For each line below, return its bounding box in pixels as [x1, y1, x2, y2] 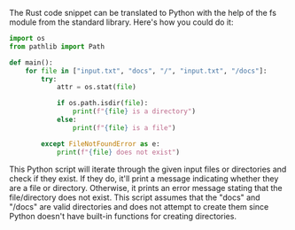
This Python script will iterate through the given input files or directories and [9, 164, 287, 174]
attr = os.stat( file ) [56, 83, 137, 92]
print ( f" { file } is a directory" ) [72, 107, 197, 116]
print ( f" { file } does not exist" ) [56, 148, 180, 157]
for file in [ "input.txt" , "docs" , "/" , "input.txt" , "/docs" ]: [25, 66, 268, 75]
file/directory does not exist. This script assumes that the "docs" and [9, 192, 260, 203]
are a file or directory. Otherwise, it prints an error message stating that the [9, 182, 283, 193]
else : [56, 115, 77, 124]
